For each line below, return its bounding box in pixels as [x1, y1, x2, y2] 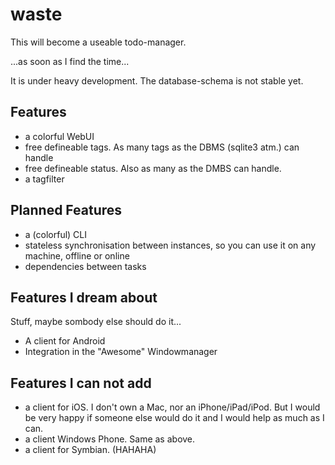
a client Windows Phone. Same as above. [24, 433, 196, 445]
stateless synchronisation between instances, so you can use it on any [24, 239, 317, 251]
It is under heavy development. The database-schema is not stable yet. [10, 74, 304, 87]
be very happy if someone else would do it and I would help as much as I [24, 412, 325, 424]
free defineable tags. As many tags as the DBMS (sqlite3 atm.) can [24, 141, 300, 153]
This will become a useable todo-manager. [10, 36, 187, 48]
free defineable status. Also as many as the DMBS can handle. [24, 162, 282, 174]
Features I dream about [10, 289, 158, 306]
